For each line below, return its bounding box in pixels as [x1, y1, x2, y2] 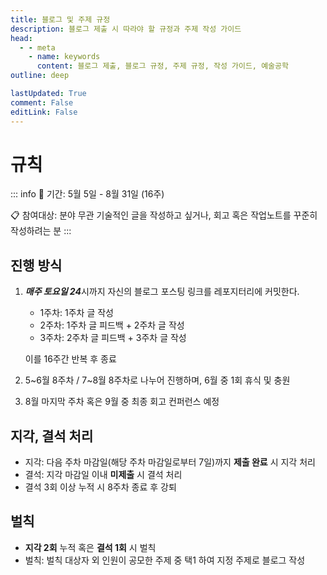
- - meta [19, 42, 56, 53]
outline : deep [10, 71, 70, 81]
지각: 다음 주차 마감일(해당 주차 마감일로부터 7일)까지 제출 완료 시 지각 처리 [24, 456, 316, 468]
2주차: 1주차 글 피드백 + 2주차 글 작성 [39, 319, 185, 331]
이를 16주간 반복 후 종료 [24, 353, 117, 365]
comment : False [10, 97, 74, 108]
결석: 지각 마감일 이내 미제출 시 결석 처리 [24, 469, 183, 481]
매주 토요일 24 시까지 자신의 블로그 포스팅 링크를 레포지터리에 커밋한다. [24, 286, 300, 298]
